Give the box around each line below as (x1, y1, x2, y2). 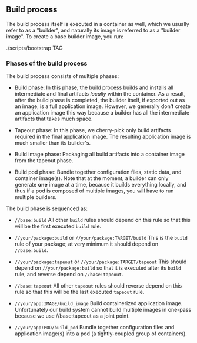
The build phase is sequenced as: (6, 205, 88, 212)
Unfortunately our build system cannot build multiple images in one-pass (14, 306, 192, 313)
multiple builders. (14, 194, 57, 201)
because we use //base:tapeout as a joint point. (14, 312, 131, 319)
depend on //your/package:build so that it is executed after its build (14, 264, 181, 272)
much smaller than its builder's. (14, 139, 91, 146)
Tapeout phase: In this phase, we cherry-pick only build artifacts (14, 127, 171, 134)
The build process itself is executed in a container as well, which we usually (6, 20, 189, 27)
